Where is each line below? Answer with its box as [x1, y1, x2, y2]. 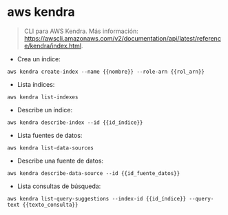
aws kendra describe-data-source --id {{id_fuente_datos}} [7, 170, 180, 176]
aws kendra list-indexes [7, 94, 79, 101]
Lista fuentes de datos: [17, 131, 83, 139]
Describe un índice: [17, 105, 73, 114]
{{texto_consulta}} [22, 201, 79, 208]
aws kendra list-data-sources [7, 144, 94, 152]
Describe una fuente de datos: [17, 156, 104, 165]
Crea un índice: [17, 54, 61, 63]
